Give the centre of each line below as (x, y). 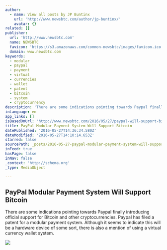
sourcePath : (17, 144)
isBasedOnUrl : (20, 121)
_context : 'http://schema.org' (38, 163)
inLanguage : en (21, 112)
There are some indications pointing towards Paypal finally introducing (78, 212)
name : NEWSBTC (24, 42)
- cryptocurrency (28, 103)
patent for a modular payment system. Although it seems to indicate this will (83, 223)
